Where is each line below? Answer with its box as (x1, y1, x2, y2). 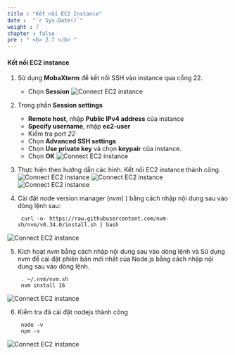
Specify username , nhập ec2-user (27, 122, 131, 131)
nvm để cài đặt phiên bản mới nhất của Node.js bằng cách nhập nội (17, 254, 214, 264)
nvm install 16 (20, 282, 65, 289)
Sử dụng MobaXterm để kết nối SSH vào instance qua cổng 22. (17, 74, 203, 82)
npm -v (20, 328, 40, 335)
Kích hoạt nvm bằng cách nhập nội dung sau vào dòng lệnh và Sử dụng (17, 247, 225, 256)
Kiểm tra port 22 (27, 129, 76, 138)
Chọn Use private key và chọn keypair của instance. (27, 145, 182, 153)
